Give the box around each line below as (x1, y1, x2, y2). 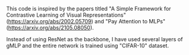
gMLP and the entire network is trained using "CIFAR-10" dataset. (6, 42, 169, 49)
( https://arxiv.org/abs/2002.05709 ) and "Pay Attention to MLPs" (6, 18, 166, 25)
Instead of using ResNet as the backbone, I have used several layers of (6, 36, 183, 42)
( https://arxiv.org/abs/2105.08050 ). (6, 24, 94, 31)
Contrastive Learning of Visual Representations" (6, 11, 126, 19)
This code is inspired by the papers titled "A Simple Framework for (6, 5, 171, 12)
